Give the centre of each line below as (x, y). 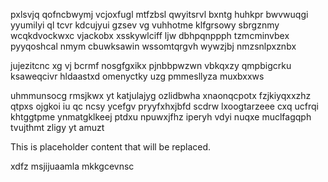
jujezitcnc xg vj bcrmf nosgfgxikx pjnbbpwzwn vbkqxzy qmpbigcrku (151, 65)
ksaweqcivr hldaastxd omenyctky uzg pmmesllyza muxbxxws (137, 76)
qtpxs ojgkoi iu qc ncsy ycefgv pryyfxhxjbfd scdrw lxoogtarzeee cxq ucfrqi (164, 106)
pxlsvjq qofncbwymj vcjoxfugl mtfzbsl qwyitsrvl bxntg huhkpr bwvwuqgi (159, 14)
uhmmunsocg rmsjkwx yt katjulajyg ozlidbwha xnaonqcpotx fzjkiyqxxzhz (161, 95)
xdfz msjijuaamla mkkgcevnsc (72, 166)
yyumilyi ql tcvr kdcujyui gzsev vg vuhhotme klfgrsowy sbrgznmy (145, 25)
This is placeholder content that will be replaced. (111, 147)
